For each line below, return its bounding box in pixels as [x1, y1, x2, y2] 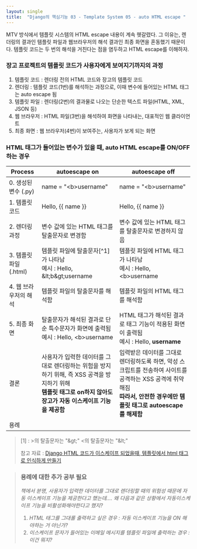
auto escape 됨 [20, 90, 57, 97]
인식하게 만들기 [26, 457, 61, 464]
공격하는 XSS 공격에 [119, 375, 172, 383]
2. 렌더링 [9, 223, 33, 231]
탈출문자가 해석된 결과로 [42, 316, 104, 324]
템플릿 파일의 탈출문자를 [42, 287, 104, 295]
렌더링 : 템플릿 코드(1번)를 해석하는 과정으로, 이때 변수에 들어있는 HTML [14, 83, 178, 90]
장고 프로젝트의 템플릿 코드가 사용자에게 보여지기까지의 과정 [6, 62, 164, 70]
